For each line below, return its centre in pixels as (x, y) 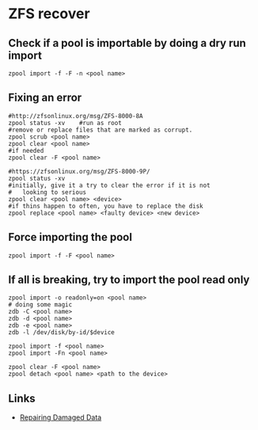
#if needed (26, 150)
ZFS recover (49, 14)
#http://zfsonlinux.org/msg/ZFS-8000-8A (76, 116)
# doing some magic (40, 305)
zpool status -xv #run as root (65, 123)
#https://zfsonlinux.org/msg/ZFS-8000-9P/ (79, 171)
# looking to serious (47, 192)
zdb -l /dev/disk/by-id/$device (61, 333)
